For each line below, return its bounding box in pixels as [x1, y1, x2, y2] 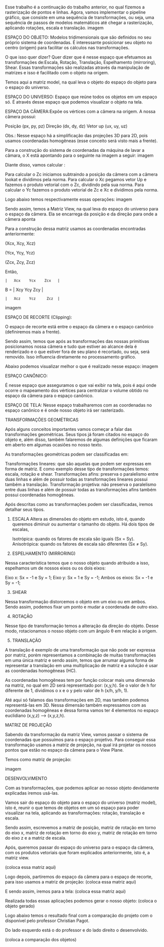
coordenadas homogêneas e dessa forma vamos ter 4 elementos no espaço [5, 708, 159, 713]
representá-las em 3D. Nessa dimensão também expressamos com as [5, 702, 146, 708]
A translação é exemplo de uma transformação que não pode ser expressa [5, 647, 155, 652]
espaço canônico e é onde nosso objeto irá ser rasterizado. [5, 407, 125, 413]
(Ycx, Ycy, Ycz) [5, 250, 35, 255]
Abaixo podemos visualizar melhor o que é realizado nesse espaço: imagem [5, 363, 159, 369]
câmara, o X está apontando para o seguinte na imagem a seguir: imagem [5, 152, 154, 158]
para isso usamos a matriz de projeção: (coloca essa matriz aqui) [5, 879, 137, 884]
